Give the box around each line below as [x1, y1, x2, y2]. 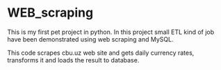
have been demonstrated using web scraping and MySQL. [7, 35, 174, 43]
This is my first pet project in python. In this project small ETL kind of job [7, 28, 215, 36]
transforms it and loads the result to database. [7, 55, 140, 64]
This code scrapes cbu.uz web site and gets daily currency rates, [7, 49, 195, 57]
